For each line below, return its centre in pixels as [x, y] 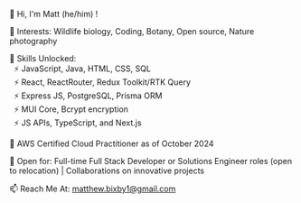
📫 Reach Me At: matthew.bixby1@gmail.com [93, 189]
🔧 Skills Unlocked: [43, 58]
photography [33, 41]
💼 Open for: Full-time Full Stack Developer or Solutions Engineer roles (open [150, 161]
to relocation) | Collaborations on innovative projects [107, 171]
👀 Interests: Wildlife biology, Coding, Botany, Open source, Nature [132, 31]
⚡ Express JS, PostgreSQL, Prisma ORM [88, 96]
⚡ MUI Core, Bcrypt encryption [71, 109]
